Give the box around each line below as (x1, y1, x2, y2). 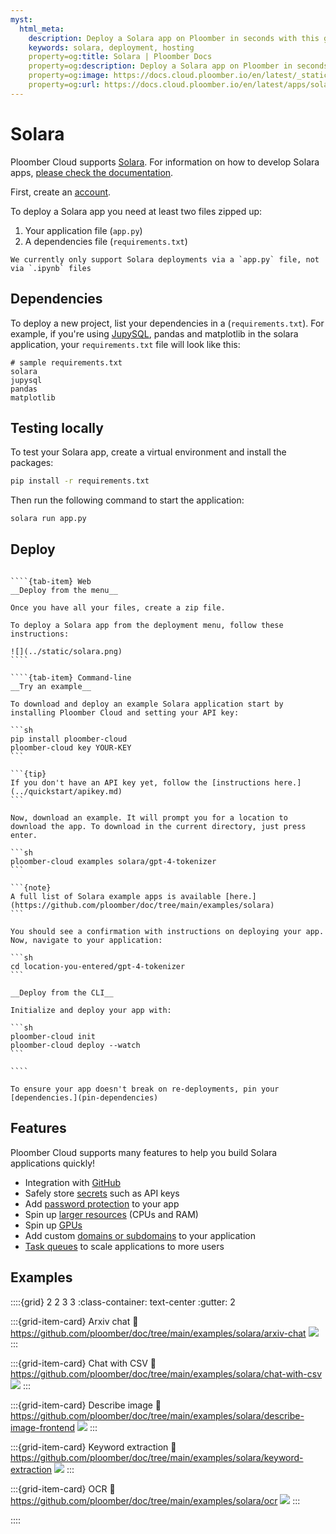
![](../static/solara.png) (10, 646, 123, 656)
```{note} (10, 882, 52, 893)
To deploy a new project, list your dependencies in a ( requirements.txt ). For (10, 317, 325, 329)
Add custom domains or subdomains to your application (24, 1229, 256, 1241)
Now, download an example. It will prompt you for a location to (10, 812, 288, 823)
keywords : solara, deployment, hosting (28, 42, 195, 53)
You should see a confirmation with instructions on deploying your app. (10, 926, 325, 936)
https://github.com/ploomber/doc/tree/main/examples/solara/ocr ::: (10, 1494, 301, 1506)
